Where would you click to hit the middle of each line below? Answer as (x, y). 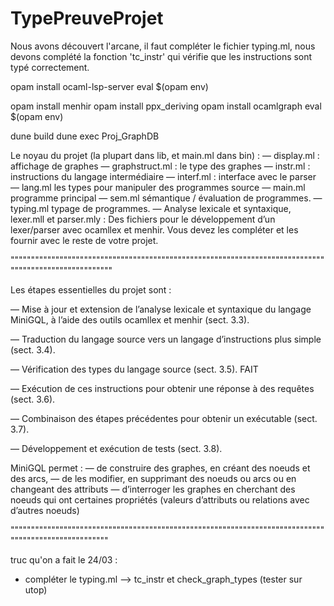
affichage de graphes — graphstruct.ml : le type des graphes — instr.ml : (160, 166)
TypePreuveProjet (87, 18)
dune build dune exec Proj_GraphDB (85, 136)
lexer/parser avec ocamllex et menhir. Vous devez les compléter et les (154, 229)
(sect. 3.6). (33, 399)
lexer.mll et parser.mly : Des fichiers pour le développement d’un (143, 219)
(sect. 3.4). (33, 349)
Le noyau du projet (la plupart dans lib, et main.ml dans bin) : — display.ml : (165, 155)
